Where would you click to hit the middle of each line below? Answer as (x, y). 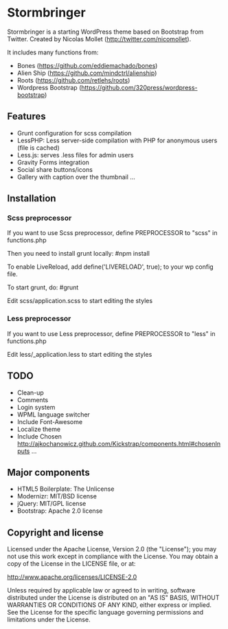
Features (26, 117)
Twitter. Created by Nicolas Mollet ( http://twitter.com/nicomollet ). (99, 38)
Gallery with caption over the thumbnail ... (76, 177)
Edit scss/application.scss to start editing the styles (80, 301)
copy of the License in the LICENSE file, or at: (71, 564)
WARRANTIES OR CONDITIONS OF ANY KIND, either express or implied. (109, 605)
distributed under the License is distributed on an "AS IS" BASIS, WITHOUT (113, 598)
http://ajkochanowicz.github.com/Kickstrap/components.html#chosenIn (119, 443)
